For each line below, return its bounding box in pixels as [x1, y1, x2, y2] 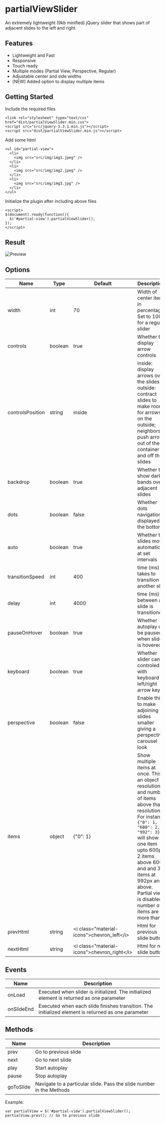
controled [137, 662, 160, 669]
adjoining [137, 707, 159, 714]
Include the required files [5, 106, 55, 112]
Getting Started [5, 93, 54, 101]
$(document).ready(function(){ [5, 212, 69, 217]
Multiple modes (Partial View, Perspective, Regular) [12, 68, 116, 74]
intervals [137, 556, 157, 563]
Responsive [12, 58, 36, 64]
